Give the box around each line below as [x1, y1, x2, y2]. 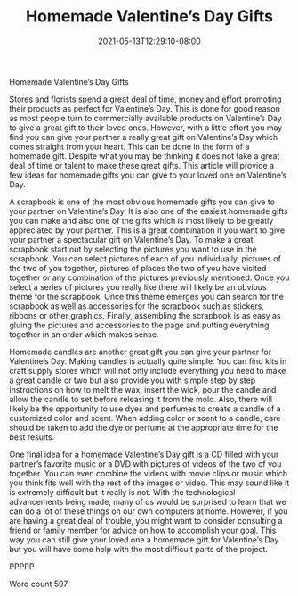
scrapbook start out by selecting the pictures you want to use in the [9, 244, 257, 254]
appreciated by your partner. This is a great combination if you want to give [9, 225, 286, 236]
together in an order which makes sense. [9, 328, 159, 340]
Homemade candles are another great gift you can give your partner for [9, 346, 272, 357]
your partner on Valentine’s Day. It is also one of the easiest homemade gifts [9, 205, 288, 216]
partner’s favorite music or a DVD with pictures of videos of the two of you [9, 458, 282, 469]
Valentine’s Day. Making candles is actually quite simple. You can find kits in [9, 355, 287, 367]
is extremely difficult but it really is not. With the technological [9, 486, 236, 497]
